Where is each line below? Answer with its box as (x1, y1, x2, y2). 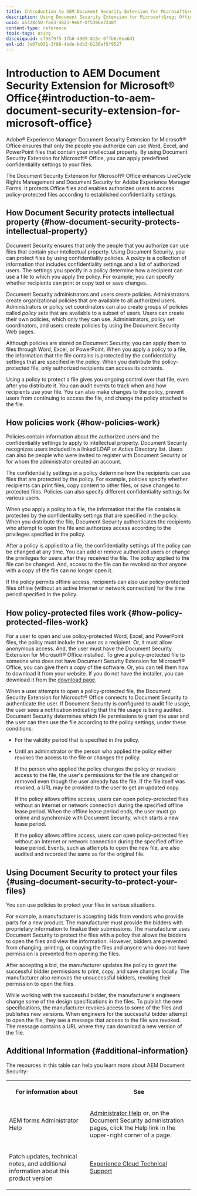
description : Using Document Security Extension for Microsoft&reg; (6, 14, 177, 20)
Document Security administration (90, 1116, 184, 1124)
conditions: (6, 725, 33, 732)
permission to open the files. (6, 981, 75, 988)
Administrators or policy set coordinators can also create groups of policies (6, 303, 188, 310)
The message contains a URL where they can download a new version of (6, 1023, 183, 1030)
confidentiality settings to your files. (6, 161, 93, 168)
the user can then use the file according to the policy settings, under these (6, 719, 186, 726)
